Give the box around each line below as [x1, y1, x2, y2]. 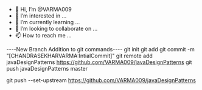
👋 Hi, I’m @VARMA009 [15, 6, 72, 13]
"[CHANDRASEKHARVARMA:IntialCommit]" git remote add [6, 52, 153, 59]
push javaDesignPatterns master [6, 65, 88, 72]
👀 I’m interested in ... [15, 12, 67, 19]
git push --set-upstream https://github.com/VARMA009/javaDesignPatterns [6, 77, 197, 84]
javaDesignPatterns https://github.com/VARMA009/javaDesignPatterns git [6, 59, 192, 66]
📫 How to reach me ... [15, 32, 72, 39]
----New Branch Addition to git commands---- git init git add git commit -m [6, 46, 195, 53]
